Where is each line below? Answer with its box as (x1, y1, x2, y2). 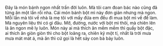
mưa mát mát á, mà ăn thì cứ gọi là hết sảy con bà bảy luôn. (5, 35, 125, 41)
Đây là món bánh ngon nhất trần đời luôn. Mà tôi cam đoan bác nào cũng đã (5, 5, 158, 10)
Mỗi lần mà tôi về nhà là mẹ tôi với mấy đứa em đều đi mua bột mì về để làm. (5, 15, 158, 20)
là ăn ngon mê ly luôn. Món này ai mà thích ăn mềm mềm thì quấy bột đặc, (5, 25, 154, 31)
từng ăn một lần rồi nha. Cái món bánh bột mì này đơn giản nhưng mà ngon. (5, 10, 157, 15)
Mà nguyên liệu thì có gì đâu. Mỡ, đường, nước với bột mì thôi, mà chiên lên (5, 20, 156, 26)
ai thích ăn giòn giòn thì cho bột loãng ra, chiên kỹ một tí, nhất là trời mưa (5, 31, 151, 36)
